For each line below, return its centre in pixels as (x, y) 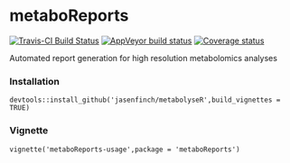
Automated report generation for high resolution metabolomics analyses (144, 58)
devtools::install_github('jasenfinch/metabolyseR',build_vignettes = (145, 100)
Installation (35, 81)
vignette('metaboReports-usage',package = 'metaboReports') (125, 149)
